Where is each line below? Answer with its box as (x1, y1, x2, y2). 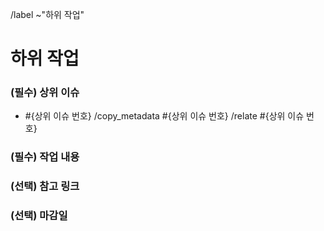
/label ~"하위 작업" (10, 9, 85, 20)
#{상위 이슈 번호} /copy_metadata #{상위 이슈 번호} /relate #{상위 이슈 (24, 110, 305, 122)
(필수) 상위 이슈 (10, 86, 80, 100)
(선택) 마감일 (10, 209, 68, 223)
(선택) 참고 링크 (10, 179, 80, 193)
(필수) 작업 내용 (10, 150, 80, 164)
